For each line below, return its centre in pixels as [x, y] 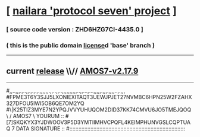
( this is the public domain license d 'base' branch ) [80, 46]
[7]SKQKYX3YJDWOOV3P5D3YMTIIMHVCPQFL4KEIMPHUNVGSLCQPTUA [99, 122]
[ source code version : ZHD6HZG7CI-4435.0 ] [75, 30]
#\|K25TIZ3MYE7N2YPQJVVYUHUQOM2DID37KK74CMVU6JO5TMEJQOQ [99, 110]
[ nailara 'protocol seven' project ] [91, 11]
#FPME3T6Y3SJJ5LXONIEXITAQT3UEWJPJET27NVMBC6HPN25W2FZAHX [99, 97]
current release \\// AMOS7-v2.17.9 [72, 71]
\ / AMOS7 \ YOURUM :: [35, 116]
